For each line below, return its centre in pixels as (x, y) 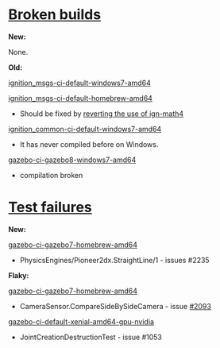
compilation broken (51, 175)
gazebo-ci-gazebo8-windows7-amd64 (72, 160)
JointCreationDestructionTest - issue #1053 (91, 337)
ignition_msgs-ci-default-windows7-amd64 (79, 83)
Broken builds (55, 15)
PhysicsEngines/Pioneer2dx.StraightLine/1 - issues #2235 (114, 260)
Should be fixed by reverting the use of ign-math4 (102, 114)
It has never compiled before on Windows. (89, 144)
